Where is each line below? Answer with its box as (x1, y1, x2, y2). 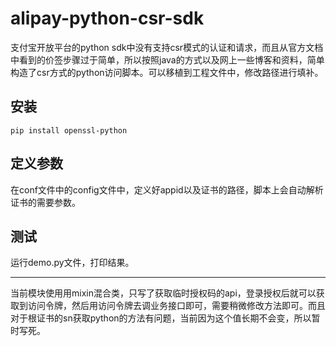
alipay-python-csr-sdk (10, 7, 205, 30)
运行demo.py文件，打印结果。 (10, 257, 135, 269)
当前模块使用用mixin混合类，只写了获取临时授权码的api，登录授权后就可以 (10, 287, 317, 299)
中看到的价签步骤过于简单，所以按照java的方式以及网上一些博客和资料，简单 (10, 53, 325, 66)
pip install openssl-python (10, 125, 128, 136)
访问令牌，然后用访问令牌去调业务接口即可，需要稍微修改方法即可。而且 (27, 300, 326, 312)
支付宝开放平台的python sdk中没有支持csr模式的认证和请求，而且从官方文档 (10, 41, 324, 53)
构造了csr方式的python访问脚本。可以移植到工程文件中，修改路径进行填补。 (10, 66, 324, 78)
